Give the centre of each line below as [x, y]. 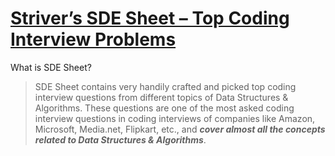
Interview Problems [93, 39]
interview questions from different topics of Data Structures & [161, 97]
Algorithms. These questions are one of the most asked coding [164, 108]
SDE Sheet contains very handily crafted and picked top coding [165, 86]
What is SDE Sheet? [51, 67]
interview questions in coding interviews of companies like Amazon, [175, 118]
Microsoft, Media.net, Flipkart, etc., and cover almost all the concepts [180, 129]
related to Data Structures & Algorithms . [120, 139]
